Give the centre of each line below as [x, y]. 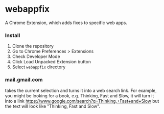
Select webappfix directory [39, 67]
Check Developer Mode [36, 57]
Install [13, 35]
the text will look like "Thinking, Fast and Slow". [53, 106]
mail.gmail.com [24, 80]
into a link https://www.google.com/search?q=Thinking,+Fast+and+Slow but [82, 101]
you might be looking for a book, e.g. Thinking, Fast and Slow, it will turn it [80, 96]
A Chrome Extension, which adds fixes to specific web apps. [66, 23]
